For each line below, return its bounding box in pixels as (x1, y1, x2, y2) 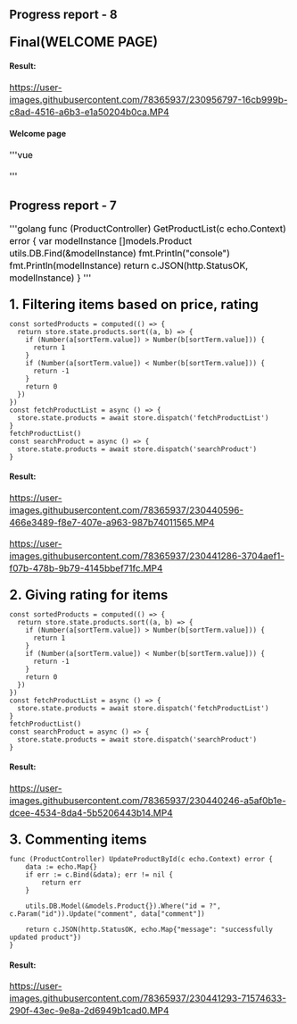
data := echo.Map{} (25, 862, 98, 872)
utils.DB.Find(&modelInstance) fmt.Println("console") (9, 247, 230, 259)
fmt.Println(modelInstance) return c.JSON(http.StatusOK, (9, 259, 248, 272)
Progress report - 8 (9, 7, 118, 22)
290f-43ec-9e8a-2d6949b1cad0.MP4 (9, 1004, 169, 1017)
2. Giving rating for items (9, 585, 169, 603)
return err (41, 878, 82, 887)
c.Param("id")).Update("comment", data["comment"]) (9, 910, 205, 919)
